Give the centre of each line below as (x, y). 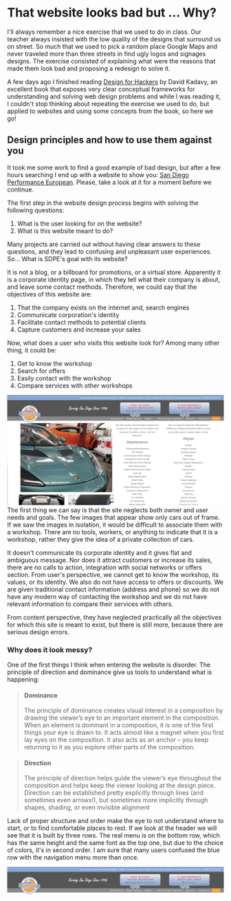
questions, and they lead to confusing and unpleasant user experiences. (109, 251)
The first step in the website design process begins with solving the (103, 203)
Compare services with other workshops (75, 385)
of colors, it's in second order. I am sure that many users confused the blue (113, 850)
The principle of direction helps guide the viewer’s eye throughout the (123, 778)
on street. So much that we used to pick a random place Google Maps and (112, 46)
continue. (21, 189)
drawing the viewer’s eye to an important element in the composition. (122, 718)
